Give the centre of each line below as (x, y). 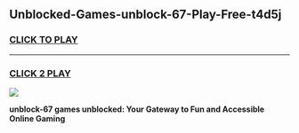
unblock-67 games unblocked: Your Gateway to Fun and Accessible (137, 109)
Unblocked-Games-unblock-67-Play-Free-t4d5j (145, 15)
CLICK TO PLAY (44, 40)
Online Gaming (37, 118)
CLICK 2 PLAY (40, 73)
